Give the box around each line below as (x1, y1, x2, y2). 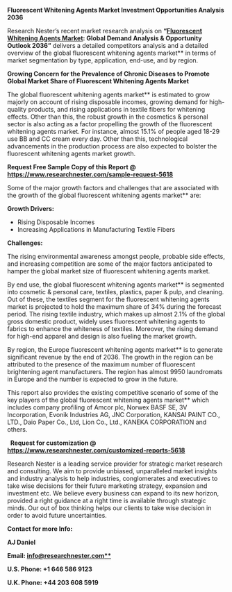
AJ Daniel (7, 538, 36, 546)
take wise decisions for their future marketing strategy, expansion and (7, 482, 208, 490)
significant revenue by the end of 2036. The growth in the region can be (7, 353, 214, 361)
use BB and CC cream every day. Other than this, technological (7, 135, 188, 143)
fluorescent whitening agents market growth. (7, 149, 136, 158)
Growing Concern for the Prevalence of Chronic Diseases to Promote (7, 69, 210, 78)
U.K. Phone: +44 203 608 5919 (7, 579, 99, 586)
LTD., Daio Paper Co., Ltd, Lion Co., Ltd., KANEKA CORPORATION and (7, 418, 207, 426)
